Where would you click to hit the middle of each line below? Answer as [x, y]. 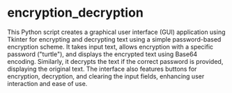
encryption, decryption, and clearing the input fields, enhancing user [106, 76]
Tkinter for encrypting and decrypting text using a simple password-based [114, 39]
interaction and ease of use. [47, 83]
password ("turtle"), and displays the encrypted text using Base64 [102, 54]
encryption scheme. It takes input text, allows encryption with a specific [110, 46]
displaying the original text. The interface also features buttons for [102, 69]
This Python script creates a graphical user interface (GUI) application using [116, 32]
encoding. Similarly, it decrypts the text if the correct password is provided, [115, 61]
